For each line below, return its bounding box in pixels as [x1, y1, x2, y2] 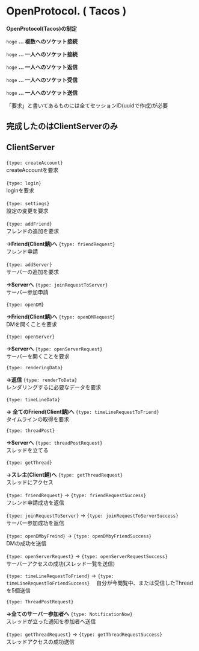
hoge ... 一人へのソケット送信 [6, 89, 78, 96]
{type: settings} [6, 201, 50, 207]
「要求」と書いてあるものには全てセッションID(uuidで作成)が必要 [6, 101, 168, 109]
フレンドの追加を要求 [6, 227, 59, 235]
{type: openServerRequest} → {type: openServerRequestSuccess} [6, 553, 168, 560]
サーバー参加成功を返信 [6, 519, 64, 527]
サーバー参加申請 [6, 288, 49, 296]
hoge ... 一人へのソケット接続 [6, 50, 78, 58]
